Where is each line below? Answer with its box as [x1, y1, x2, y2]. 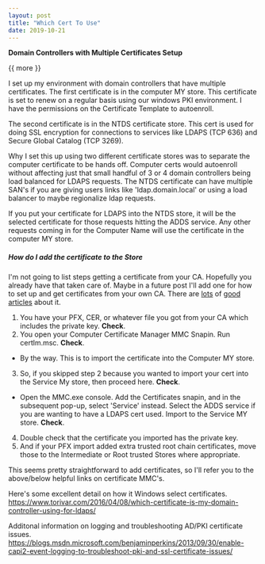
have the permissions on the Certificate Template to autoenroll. [8, 104, 214, 113]
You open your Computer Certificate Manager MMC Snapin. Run [19, 330, 231, 339]
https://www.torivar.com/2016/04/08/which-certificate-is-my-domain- [8, 497, 239, 507]
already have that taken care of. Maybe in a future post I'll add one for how [8, 280, 252, 290]
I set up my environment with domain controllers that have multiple [8, 78, 226, 88]
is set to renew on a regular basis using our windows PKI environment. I [8, 96, 242, 105]
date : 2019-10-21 [8, 26, 66, 34]
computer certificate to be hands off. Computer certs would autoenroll [8, 160, 238, 170]
